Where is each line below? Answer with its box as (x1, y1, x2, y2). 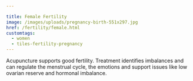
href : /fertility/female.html (6, 25, 81, 31)
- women (11, 36, 31, 42)
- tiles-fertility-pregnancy (11, 41, 83, 47)
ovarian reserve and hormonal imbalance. (6, 70, 107, 76)
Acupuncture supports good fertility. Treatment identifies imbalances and (6, 57, 184, 64)
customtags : (6, 30, 35, 36)
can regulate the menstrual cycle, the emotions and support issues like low (6, 63, 188, 70)
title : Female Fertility (6, 14, 67, 19)
